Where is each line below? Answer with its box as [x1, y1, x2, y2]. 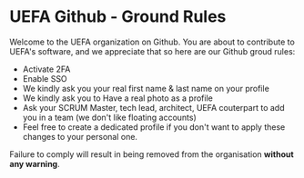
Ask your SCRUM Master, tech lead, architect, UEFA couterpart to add [22, 102, 285, 113]
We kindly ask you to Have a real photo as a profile [22, 93, 214, 104]
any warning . [9, 158, 61, 169]
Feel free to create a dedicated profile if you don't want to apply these [22, 121, 286, 133]
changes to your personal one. [22, 131, 138, 142]
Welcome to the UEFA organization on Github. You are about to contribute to [9, 36, 296, 47]
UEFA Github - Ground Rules [9, 6, 227, 27]
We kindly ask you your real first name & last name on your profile [22, 83, 270, 94]
